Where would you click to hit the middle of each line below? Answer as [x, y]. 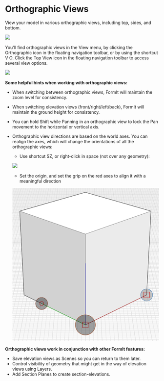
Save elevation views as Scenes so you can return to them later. [76, 358]
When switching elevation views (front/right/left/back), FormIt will [78, 107]
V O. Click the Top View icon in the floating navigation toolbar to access [77, 58]
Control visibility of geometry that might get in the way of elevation [79, 363]
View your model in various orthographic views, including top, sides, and [78, 23]
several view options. [26, 63]
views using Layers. [32, 369]
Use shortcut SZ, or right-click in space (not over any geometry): [84, 156]
